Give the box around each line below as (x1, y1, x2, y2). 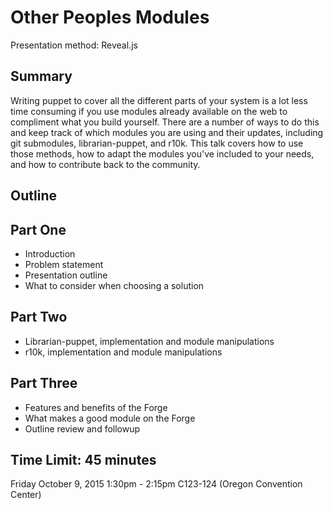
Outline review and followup (24, 422, 141, 435)
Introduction (24, 247, 76, 260)
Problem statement (24, 258, 104, 270)
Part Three (10, 375, 78, 392)
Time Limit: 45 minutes (10, 451, 157, 468)
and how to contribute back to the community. (10, 158, 201, 170)
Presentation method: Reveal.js (10, 39, 138, 51)
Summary (10, 68, 73, 85)
